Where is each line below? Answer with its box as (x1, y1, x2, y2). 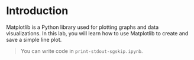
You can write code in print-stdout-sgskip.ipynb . (20, 47, 143, 54)
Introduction (6, 4, 69, 18)
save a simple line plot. (6, 36, 62, 43)
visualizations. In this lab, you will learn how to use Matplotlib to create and (6, 29, 189, 36)
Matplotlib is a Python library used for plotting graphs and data (6, 24, 159, 31)
